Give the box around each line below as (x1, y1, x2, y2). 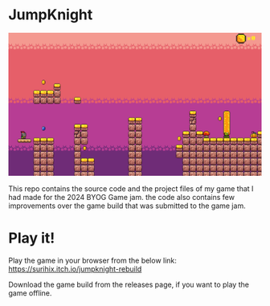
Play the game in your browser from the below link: (8, 255, 177, 265)
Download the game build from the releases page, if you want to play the (8, 279, 249, 289)
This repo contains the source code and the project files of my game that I (8, 183, 254, 194)
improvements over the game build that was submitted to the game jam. (8, 201, 247, 210)
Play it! (8, 229, 55, 247)
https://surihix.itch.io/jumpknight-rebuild (8, 263, 142, 274)
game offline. (8, 288, 52, 298)
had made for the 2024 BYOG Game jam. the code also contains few (8, 192, 235, 202)
